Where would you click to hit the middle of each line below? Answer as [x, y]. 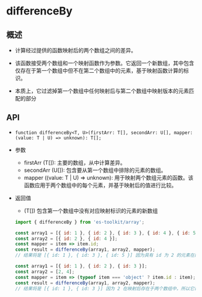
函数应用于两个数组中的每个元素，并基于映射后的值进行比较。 [100, 185]
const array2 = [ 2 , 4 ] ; [45, 272]
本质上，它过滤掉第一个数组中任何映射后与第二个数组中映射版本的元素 [102, 91]
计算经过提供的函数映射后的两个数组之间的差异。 [75, 50]
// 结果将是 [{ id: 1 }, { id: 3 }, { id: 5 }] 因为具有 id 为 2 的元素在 [105, 256]
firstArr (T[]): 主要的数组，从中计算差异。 [75, 162]
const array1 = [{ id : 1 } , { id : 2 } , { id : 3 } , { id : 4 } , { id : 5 [105, 233]
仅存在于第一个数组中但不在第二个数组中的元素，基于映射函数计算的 [99, 71]
